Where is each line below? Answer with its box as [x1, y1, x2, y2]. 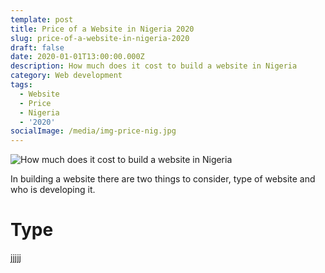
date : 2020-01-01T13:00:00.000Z [10, 52, 145, 62]
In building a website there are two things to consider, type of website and [10, 173, 316, 185]
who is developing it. [10, 184, 96, 196]
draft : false [10, 42, 65, 53]
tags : [10, 80, 33, 90]
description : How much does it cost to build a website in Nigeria [10, 61, 298, 71]
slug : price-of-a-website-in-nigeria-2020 [10, 33, 190, 43]
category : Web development [10, 71, 123, 81]
